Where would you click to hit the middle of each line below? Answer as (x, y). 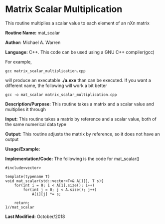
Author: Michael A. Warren (33, 42)
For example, (19, 61)
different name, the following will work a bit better (56, 85)
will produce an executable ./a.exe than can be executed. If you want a (78, 80)
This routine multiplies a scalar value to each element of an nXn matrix (77, 23)
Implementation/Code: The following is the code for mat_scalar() (72, 158)
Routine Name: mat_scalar (33, 32)
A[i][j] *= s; (46, 194)
